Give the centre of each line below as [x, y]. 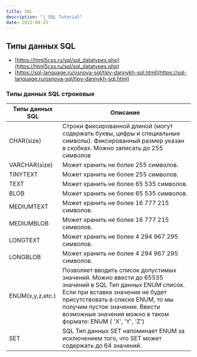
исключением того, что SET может [112, 338]
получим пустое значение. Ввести [111, 307]
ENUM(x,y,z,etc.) [33, 296]
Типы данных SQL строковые [50, 94]
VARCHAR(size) [31, 165]
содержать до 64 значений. [102, 346]
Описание [125, 113]
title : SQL [19, 11]
